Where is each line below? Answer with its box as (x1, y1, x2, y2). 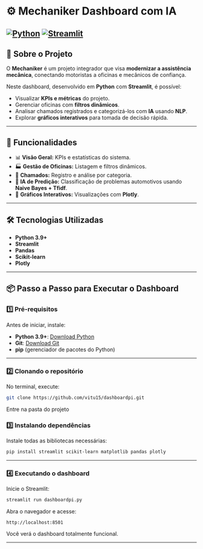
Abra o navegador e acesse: (6, 508, 77, 515)
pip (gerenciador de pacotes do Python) (14, 346, 115, 353)
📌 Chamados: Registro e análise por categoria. (14, 171, 132, 179)
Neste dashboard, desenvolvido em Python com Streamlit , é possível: (6, 83, 182, 90)
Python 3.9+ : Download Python (14, 333, 95, 340)
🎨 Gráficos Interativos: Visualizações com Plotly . (14, 191, 139, 198)
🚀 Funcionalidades (6, 137, 77, 148)
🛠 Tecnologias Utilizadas (6, 215, 104, 225)
